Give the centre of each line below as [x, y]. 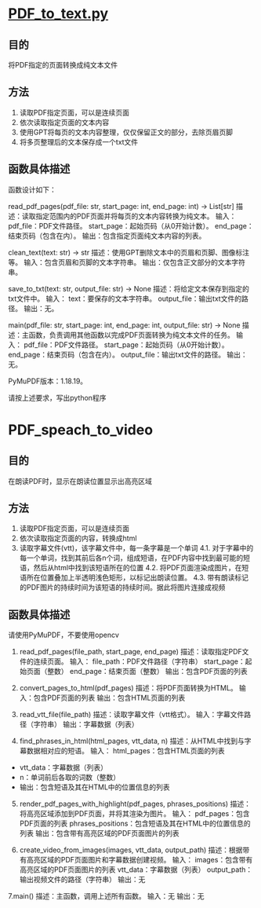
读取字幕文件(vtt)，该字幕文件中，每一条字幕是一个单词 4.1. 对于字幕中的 [136, 548]
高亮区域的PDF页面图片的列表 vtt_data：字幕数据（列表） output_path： [136, 870]
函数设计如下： [32, 189]
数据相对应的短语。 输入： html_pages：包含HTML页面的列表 [125, 751]
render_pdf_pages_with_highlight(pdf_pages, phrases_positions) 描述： [135, 804]
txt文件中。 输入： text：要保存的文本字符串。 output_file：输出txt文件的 [125, 298]
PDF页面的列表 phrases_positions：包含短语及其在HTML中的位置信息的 [135, 824]
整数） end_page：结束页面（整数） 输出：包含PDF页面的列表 [147, 672]
